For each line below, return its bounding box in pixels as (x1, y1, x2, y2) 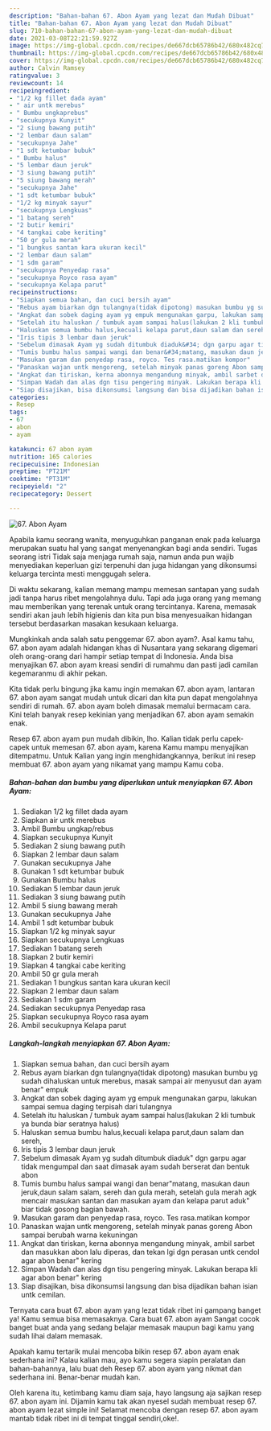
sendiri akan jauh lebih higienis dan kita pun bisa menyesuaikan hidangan (9, 610, 253, 619)
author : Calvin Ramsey (9, 64, 85, 72)
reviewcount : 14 (9, 79, 64, 87)
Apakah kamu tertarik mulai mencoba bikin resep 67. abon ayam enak (9, 1347, 240, 1356)
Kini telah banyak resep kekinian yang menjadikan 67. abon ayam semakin (9, 709, 254, 719)
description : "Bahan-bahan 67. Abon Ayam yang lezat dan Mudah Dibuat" (9, 11, 254, 20)
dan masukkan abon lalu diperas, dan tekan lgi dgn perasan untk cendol (20, 1247, 260, 1256)
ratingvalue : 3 (9, 72, 60, 80)
